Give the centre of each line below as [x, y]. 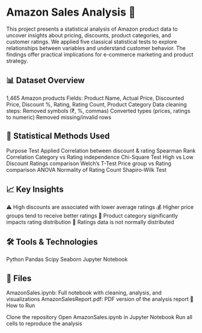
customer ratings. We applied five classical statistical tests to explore [92, 41]
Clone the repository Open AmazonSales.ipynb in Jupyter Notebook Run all [99, 317]
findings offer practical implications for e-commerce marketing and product [100, 54]
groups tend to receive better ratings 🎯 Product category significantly [92, 216]
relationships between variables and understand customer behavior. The [96, 48]
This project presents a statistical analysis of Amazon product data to [92, 29]
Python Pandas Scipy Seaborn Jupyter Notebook [67, 259]
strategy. [17, 61]
